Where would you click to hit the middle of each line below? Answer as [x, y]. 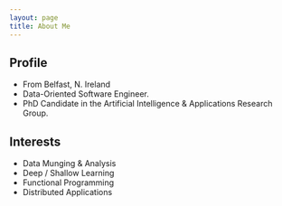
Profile [28, 63]
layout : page [34, 18]
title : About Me [40, 26]
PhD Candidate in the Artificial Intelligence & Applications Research [147, 104]
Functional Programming [68, 183]
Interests [35, 141]
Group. [35, 113]
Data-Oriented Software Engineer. [85, 94]
